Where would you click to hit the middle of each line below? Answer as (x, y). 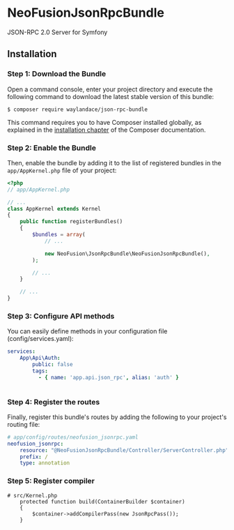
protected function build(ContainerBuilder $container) (103, 501)
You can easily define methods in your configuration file (87, 331)
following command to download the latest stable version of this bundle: (111, 96)
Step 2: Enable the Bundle (52, 148)
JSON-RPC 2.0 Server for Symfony (57, 32)
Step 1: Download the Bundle (57, 74)
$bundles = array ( (59, 235)
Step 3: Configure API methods (61, 316)
